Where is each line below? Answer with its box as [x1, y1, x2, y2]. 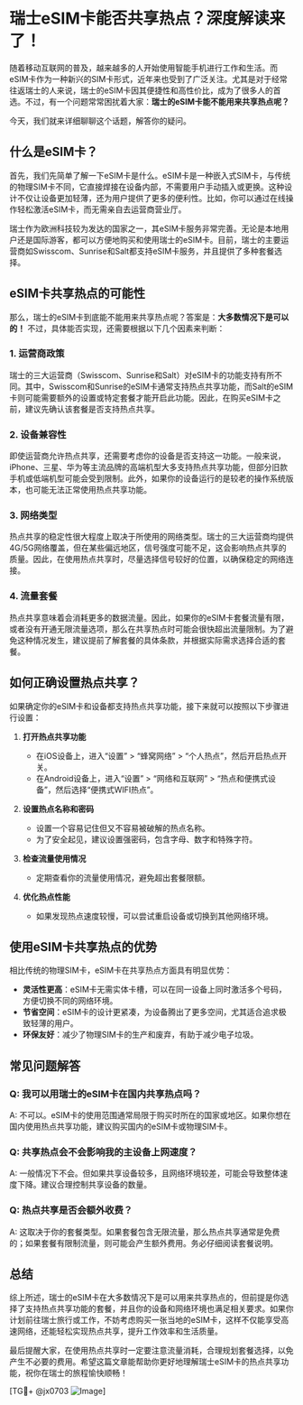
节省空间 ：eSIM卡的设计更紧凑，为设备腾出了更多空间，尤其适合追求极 [22, 1007, 287, 1018]
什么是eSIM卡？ [9, 144, 98, 160]
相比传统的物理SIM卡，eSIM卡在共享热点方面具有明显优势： [9, 965, 233, 975]
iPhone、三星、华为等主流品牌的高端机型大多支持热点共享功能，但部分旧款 [9, 462, 289, 473]
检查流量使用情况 [22, 853, 87, 864]
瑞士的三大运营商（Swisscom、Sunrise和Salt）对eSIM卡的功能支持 [9, 369, 259, 380]
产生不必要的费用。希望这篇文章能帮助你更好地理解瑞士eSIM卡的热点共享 [9, 1356, 281, 1367]
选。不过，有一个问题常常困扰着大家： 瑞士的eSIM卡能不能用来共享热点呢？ [9, 96, 290, 106]
